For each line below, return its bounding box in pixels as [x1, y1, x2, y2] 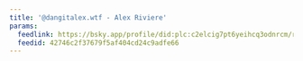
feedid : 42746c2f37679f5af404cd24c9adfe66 [17, 38, 179, 48]
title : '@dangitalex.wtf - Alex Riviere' [9, 13, 168, 22]
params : [9, 22, 39, 30]
